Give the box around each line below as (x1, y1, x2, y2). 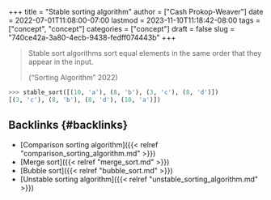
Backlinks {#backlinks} (8, 118, 128, 132)
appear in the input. (28, 57, 94, 66)
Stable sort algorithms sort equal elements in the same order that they (28, 49, 262, 57)
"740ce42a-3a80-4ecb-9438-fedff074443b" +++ (8, 32, 176, 42)
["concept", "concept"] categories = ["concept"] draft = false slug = (8, 24, 235, 33)
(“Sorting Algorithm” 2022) (28, 73, 119, 82)
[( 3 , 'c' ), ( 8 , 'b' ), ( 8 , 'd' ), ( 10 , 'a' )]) (8, 96, 161, 104)
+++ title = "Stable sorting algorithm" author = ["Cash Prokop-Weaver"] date (8, 7, 264, 16)
